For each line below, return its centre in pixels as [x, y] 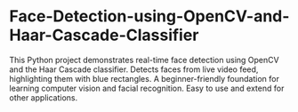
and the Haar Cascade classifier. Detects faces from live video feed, [134, 69]
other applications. [44, 97]
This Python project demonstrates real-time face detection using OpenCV [144, 60]
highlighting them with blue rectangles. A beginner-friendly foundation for [145, 78]
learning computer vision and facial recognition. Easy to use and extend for [147, 88]
